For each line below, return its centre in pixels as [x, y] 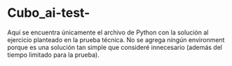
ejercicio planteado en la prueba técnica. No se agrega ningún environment [116, 39]
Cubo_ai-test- [49, 13]
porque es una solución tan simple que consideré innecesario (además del [115, 47]
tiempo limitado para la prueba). [53, 55]
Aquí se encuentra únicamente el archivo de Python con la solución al [108, 32]
